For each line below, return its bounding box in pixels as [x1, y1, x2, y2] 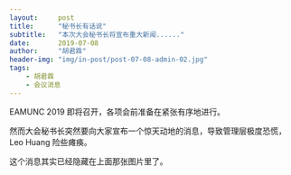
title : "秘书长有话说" [9, 22, 107, 31]
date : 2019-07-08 [9, 38, 99, 48]
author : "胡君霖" [9, 47, 87, 56]
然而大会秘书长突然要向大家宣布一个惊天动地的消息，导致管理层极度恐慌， [9, 125, 286, 136]
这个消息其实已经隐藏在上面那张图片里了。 [9, 155, 168, 167]
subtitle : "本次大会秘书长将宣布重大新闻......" [9, 30, 185, 39]
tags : [9, 64, 30, 73]
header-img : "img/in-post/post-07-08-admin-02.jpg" [9, 55, 208, 64]
